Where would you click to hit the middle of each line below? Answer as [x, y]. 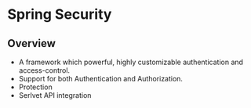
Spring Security [60, 14]
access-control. [44, 70]
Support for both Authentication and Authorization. [101, 79]
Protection [35, 87]
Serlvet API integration [55, 95]
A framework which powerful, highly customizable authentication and [131, 62]
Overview [32, 43]
